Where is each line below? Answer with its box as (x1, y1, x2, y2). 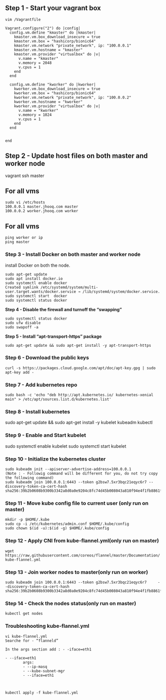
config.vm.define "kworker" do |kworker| (9, 82, 96, 87)
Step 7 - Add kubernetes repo (5, 381, 78, 388)
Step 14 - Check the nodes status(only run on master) (5, 600, 136, 607)
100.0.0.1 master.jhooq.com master (5, 204, 79, 209)
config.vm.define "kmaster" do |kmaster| (9, 30, 96, 35)
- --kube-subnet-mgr (23, 668, 65, 673)
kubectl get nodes (5, 611, 43, 616)
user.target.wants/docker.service (5, 289, 77, 294)
